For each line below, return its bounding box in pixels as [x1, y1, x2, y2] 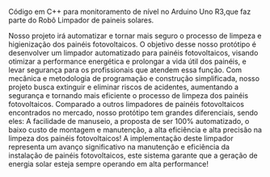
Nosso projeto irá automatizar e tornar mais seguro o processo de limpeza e [8, 31, 262, 40]
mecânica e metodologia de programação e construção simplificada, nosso [8, 74, 260, 83]
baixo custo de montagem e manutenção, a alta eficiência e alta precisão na [8, 125, 263, 134]
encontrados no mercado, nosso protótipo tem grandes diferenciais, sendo [8, 108, 259, 117]
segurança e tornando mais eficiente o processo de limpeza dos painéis [8, 91, 249, 100]
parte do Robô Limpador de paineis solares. [8, 15, 154, 25]
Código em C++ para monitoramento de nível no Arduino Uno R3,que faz [8, 7, 251, 16]
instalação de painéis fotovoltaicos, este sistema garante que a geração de [8, 150, 258, 160]
